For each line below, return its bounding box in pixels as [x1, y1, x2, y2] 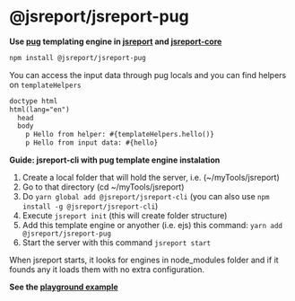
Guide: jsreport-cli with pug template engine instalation [9, 155, 221, 165]
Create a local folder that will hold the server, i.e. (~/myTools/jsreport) [22, 173, 280, 183]
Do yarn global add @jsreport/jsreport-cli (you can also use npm [22, 191, 270, 202]
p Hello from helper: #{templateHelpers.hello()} [25, 130, 215, 139]
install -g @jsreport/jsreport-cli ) [22, 200, 159, 212]
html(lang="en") [9, 105, 70, 114]
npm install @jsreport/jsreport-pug [9, 53, 146, 62]
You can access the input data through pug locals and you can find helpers [9, 69, 287, 80]
